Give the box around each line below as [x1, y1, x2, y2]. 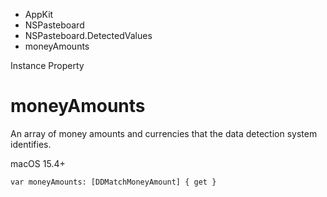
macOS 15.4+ [10, 157, 66, 169]
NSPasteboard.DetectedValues [24, 30, 153, 41]
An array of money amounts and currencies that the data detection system [10, 127, 318, 139]
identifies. [10, 138, 52, 150]
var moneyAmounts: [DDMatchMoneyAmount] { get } [10, 177, 217, 187]
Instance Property [10, 60, 85, 71]
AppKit [24, 9, 54, 20]
